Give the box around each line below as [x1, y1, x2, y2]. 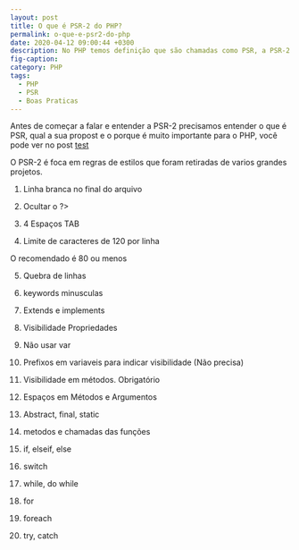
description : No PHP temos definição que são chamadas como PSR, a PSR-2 [10, 47, 291, 55]
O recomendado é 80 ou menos [10, 253, 128, 264]
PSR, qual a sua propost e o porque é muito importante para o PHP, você [10, 131, 278, 141]
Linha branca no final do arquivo [22, 184, 143, 195]
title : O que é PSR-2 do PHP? [10, 21, 123, 30]
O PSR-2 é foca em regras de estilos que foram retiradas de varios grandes [10, 157, 287, 168]
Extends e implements [22, 305, 105, 316]
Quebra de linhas [22, 270, 87, 282]
